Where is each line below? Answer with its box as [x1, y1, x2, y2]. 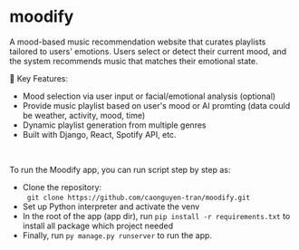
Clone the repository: [22, 181, 102, 192]
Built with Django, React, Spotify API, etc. [22, 129, 177, 139]
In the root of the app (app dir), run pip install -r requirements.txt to [22, 210, 291, 221]
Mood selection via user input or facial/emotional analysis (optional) [22, 91, 276, 101]
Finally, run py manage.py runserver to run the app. [22, 229, 213, 241]
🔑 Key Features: [9, 72, 69, 83]
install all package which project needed [22, 220, 174, 231]
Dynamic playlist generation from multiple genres [22, 120, 207, 130]
